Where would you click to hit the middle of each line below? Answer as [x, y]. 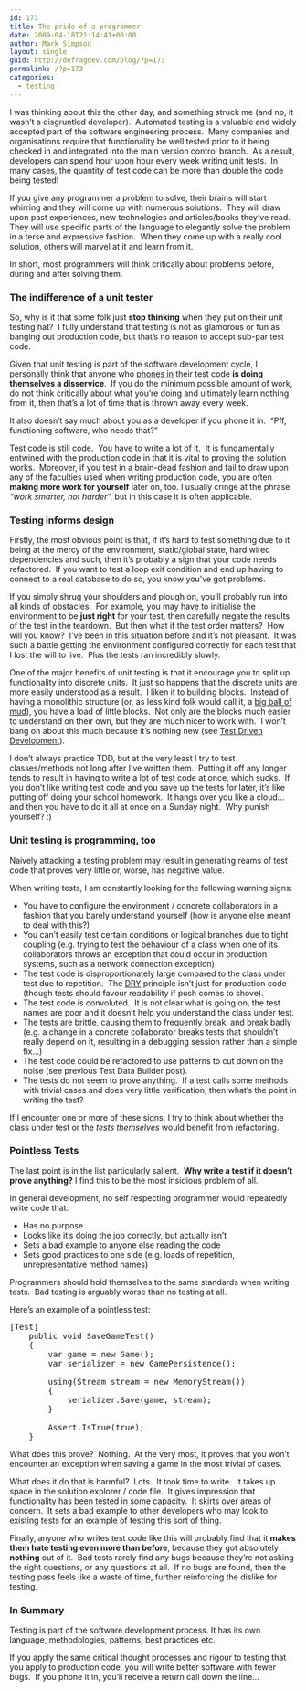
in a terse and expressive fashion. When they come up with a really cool [146, 236]
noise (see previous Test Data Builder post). [105, 1070]
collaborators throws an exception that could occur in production [145, 954]
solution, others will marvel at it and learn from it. [101, 246]
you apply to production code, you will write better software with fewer [143, 1667]
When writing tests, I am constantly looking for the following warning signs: [151, 888]
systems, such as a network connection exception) [118, 963]
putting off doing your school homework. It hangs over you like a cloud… [147, 797]
